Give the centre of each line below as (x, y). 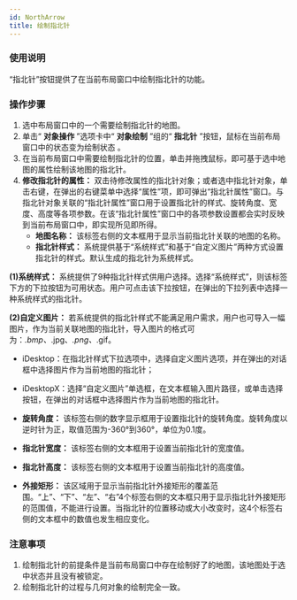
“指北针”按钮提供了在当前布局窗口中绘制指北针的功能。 (110, 79)
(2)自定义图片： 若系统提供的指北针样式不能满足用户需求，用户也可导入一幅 (147, 318)
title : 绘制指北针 (40, 26)
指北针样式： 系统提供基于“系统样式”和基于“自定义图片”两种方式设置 (160, 247)
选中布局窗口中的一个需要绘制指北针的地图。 (103, 126)
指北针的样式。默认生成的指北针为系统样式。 (117, 258)
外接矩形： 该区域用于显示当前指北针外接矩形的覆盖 (116, 486)
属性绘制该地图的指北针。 (84, 170)
